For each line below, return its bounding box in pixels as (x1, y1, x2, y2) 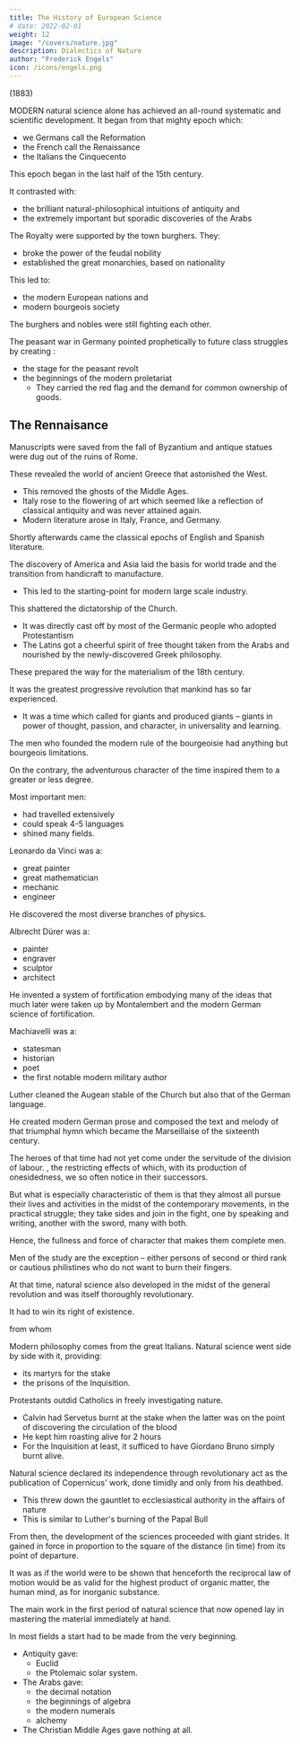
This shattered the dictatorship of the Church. (9, 603, 178, 614)
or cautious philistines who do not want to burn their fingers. (9, 1261, 233, 1272)
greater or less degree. (9, 773, 94, 785)
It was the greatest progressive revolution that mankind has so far (9, 684, 252, 694)
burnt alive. (21, 1450, 64, 1461)
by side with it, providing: (9, 1350, 102, 1361)
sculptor (21, 962, 54, 973)
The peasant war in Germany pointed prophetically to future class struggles (9, 336, 288, 346)
